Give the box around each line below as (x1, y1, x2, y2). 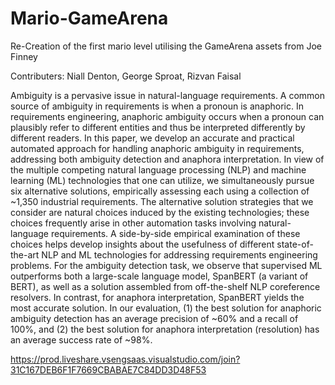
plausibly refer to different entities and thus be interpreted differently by (10, 121, 306, 133)
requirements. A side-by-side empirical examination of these (50, 227, 301, 239)
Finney (10, 50, 38, 62)
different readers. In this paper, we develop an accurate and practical (10, 132, 295, 144)
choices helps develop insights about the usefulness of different (10, 238, 275, 250)
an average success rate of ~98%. (10, 333, 153, 346)
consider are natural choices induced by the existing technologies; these (10, 206, 310, 218)
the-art (10, 248, 40, 261)
